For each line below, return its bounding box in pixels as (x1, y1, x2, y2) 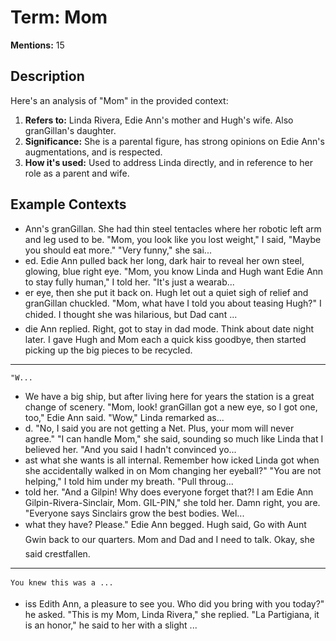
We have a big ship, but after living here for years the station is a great (24, 390, 315, 402)
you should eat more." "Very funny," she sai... (24, 244, 212, 256)
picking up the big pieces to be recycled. (24, 344, 193, 356)
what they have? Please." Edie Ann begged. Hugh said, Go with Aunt (24, 518, 307, 530)
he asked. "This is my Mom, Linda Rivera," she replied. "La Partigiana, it (24, 608, 320, 620)
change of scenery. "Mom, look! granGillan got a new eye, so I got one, (24, 401, 318, 413)
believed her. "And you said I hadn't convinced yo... (24, 443, 237, 455)
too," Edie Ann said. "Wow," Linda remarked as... (24, 411, 225, 423)
